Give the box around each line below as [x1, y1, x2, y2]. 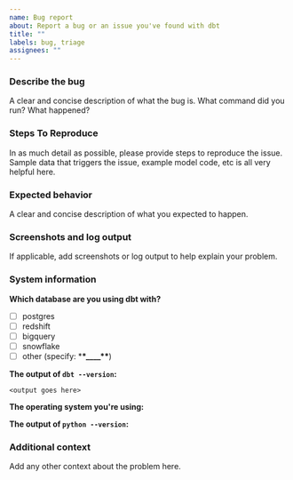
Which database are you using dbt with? [9, 293, 162, 304]
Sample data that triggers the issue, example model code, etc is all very [9, 156, 271, 167]
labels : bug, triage [9, 37, 86, 47]
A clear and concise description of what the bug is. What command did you [9, 95, 286, 107]
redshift [21, 321, 51, 332]
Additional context [9, 441, 91, 453]
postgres [21, 310, 55, 321]
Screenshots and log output [9, 230, 131, 243]
